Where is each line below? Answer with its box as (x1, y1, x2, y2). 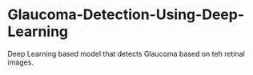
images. (7, 57, 34, 67)
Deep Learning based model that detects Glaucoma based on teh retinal (7, 49, 245, 58)
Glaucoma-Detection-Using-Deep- (7, 6, 245, 24)
